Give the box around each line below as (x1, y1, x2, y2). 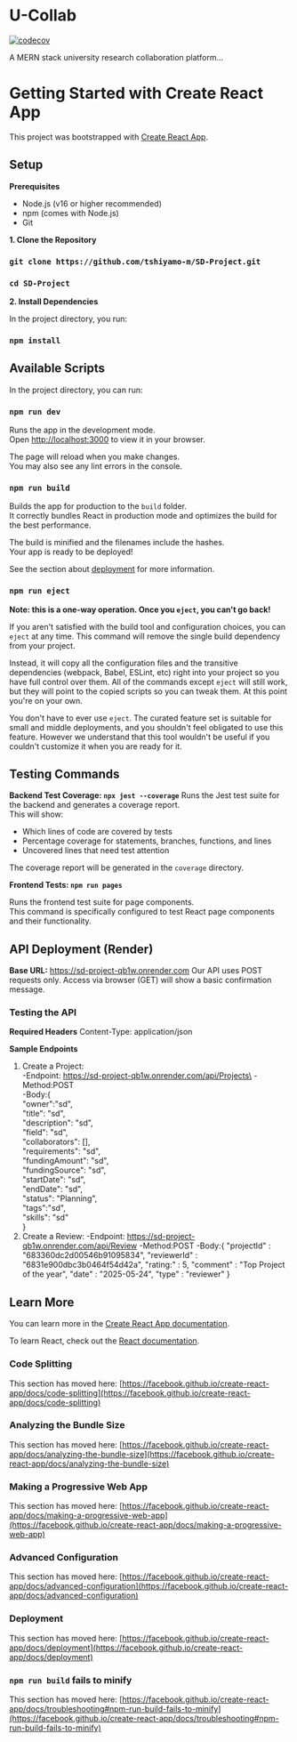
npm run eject (9, 586, 70, 596)
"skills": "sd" (21, 1212, 69, 1223)
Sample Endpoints (9, 1044, 78, 1054)
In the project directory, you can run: (9, 384, 143, 395)
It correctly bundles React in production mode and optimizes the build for (9, 511, 277, 521)
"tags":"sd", (21, 1203, 67, 1214)
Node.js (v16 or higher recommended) (21, 198, 162, 209)
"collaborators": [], (21, 1136, 91, 1148)
